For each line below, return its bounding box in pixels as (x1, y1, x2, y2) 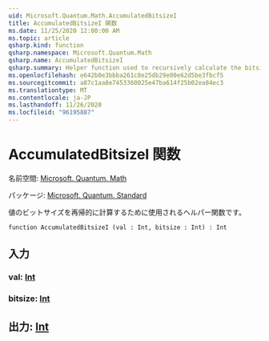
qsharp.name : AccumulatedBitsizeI (8, 57, 124, 65)
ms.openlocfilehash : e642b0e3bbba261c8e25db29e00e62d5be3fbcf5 (8, 71, 224, 79)
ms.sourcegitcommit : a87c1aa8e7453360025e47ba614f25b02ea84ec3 (8, 78, 224, 86)
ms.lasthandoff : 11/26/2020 (8, 101, 102, 109)
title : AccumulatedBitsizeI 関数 (8, 19, 118, 27)
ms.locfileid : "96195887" (8, 109, 94, 117)
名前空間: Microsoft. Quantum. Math (8, 173, 127, 183)
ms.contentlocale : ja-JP (8, 94, 91, 102)
